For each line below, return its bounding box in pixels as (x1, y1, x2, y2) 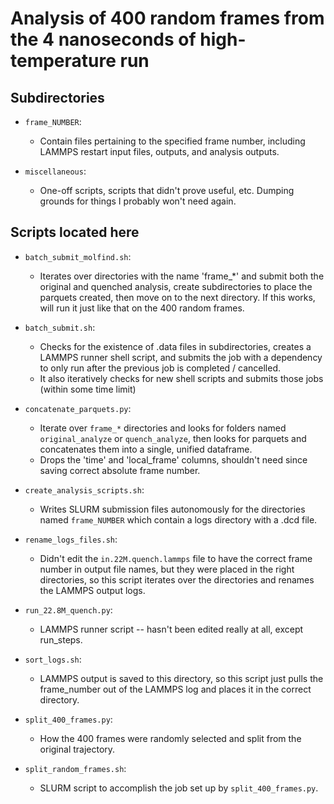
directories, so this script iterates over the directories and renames (39, 573, 315, 586)
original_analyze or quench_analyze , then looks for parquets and (39, 432, 307, 444)
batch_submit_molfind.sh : (24, 250, 132, 262)
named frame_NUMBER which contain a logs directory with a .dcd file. (39, 513, 318, 526)
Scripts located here (10, 224, 140, 241)
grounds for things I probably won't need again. (39, 195, 237, 207)
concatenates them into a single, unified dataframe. (39, 443, 253, 455)
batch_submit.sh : (24, 321, 96, 333)
